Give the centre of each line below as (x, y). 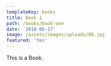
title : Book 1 (24, 18)
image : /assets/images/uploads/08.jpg (56, 35)
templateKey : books (31, 12)
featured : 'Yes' (27, 40)
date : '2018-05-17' (31, 29)
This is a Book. (25, 58)
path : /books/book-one (35, 23)
